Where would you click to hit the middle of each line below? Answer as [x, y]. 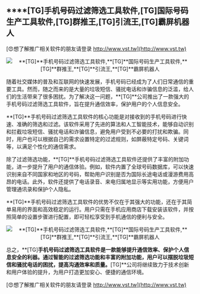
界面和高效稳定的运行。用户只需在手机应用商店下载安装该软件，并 [107, 209]
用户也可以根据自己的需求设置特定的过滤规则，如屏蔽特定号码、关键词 [102, 139]
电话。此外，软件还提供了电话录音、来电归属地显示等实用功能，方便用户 [105, 182]
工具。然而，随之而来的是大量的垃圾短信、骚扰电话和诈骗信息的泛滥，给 [100, 89]
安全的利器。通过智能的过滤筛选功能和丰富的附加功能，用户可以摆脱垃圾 [100, 257]
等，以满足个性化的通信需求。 [43, 146]
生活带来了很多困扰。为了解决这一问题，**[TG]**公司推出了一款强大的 [103, 96]
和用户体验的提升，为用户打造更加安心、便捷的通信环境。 [76, 272]
